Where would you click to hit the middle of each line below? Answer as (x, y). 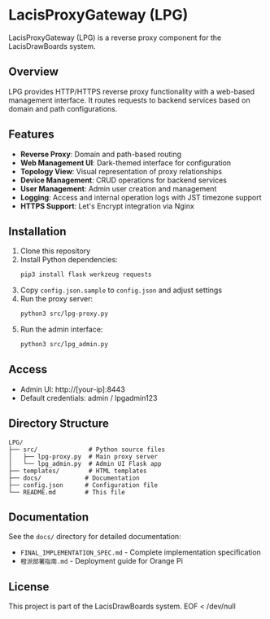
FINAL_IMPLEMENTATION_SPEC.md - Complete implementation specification (141, 552)
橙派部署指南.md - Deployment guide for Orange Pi (101, 561)
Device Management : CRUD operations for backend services (124, 180)
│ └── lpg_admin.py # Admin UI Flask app (85, 463)
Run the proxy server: (57, 299)
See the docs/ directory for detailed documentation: (95, 537)
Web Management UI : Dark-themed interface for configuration (126, 162)
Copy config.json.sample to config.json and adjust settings (121, 290)
